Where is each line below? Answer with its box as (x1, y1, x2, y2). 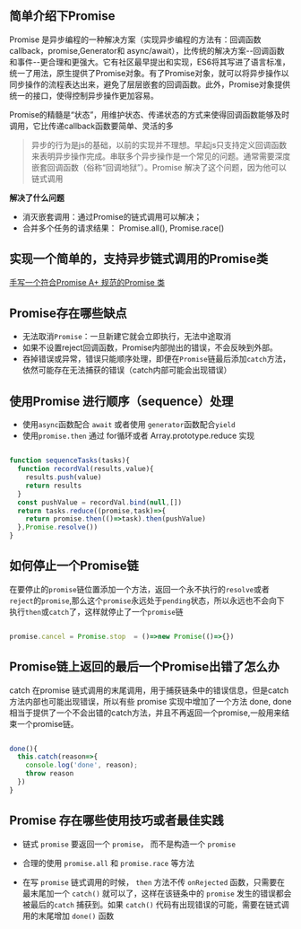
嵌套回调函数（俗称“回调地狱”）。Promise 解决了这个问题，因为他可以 (30, 162, 287, 172)
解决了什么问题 (9, 192, 64, 203)
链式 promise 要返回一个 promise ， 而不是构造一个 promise (21, 838, 236, 849)
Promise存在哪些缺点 (9, 306, 127, 321)
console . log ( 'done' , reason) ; (25, 761, 139, 770)
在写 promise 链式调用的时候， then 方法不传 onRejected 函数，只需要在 (21, 876, 285, 887)
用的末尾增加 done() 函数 (21, 910, 115, 921)
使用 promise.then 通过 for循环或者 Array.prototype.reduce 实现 (21, 430, 255, 442)
